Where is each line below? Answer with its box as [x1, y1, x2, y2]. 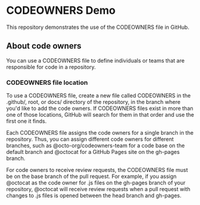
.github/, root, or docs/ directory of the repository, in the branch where [6, 99, 181, 106]
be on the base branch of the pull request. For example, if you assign [6, 173, 177, 180]
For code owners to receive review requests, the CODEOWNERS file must [6, 167, 188, 174]
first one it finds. [6, 118, 47, 125]
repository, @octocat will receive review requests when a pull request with [6, 186, 190, 193]
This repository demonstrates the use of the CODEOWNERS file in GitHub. [6, 23, 190, 31]
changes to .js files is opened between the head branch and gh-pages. [6, 192, 182, 199]
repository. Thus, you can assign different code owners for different [6, 136, 174, 143]
